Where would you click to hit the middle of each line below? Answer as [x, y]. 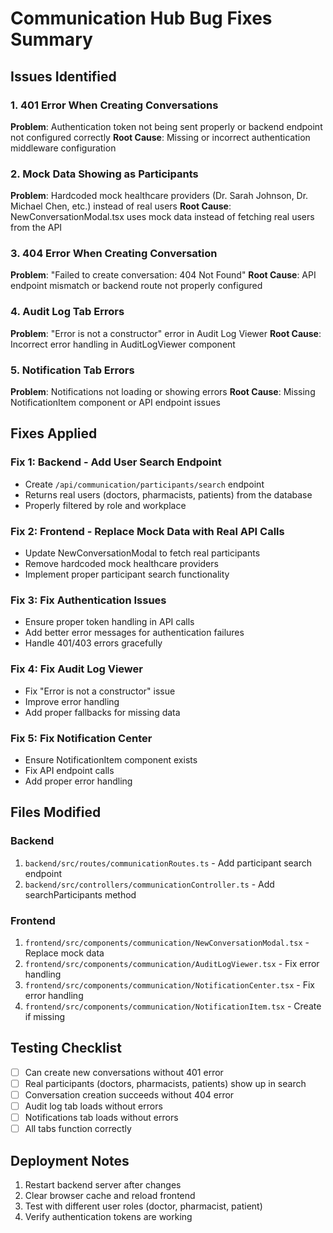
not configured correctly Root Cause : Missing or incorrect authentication [160, 137]
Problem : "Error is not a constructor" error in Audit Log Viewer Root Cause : [166, 333]
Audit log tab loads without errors [93, 1106]
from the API [36, 228]
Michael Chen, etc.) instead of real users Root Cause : [121, 206]
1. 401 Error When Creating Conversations [114, 105]
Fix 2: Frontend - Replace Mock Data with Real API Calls [147, 531]
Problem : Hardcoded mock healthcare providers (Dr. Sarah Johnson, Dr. [159, 196]
